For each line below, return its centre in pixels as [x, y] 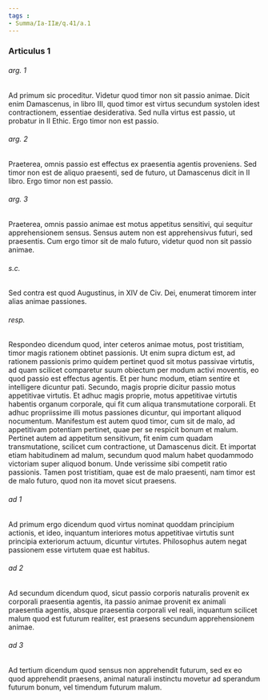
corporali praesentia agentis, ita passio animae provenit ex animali [117, 601]
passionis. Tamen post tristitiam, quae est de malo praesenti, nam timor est [132, 472]
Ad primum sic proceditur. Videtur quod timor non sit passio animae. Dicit [129, 95]
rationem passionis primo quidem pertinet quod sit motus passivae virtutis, [131, 362]
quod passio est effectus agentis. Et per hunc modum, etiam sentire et [124, 378]
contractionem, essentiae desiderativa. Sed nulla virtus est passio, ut [122, 112]
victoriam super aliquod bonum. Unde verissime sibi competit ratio [118, 464]
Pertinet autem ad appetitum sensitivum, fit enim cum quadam [111, 439]
